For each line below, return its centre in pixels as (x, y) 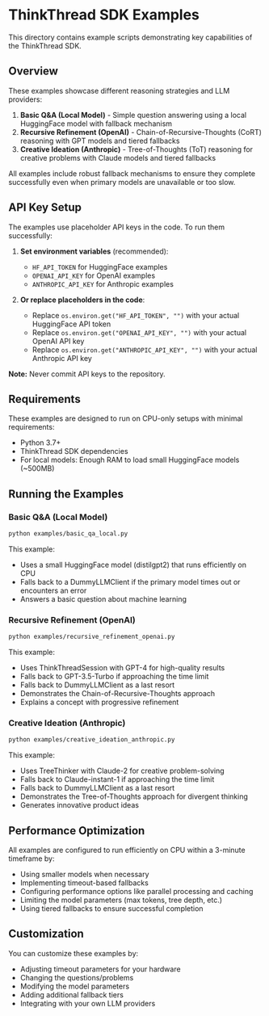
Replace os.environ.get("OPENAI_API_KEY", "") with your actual (139, 332)
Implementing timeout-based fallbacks (84, 883)
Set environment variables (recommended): (94, 251)
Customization (46, 934)
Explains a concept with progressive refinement (99, 702)
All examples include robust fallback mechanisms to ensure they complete (132, 173)
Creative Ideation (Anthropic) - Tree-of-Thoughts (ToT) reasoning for (136, 149)
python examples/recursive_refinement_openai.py (92, 637)
